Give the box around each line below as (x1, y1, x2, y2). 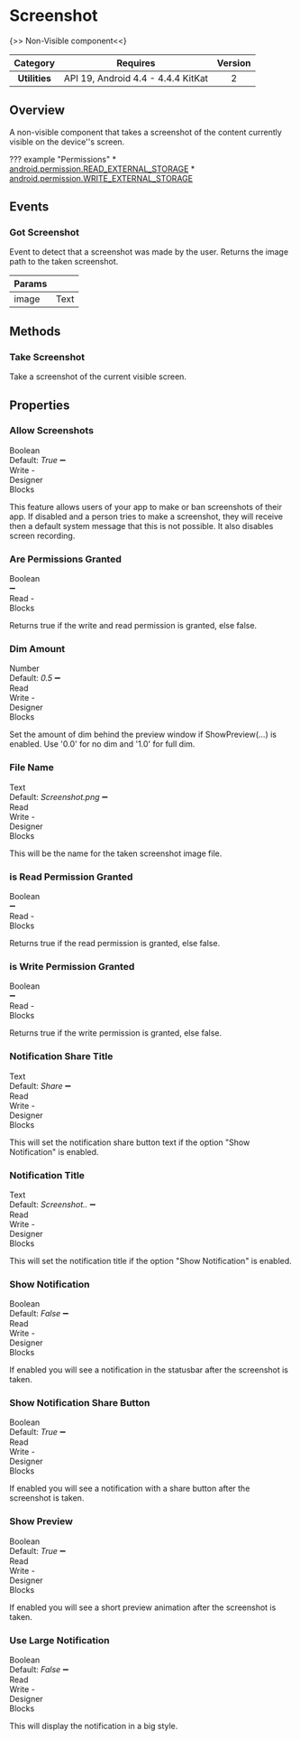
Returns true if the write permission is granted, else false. (9, 1028, 223, 1038)
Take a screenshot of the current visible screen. (9, 371, 187, 382)
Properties (9, 397, 70, 413)
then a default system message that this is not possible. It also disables (9, 520, 274, 531)
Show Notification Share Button (9, 1397, 150, 1410)
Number (9, 663, 41, 674)
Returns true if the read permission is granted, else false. (9, 938, 221, 948)
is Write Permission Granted (9, 960, 135, 972)
